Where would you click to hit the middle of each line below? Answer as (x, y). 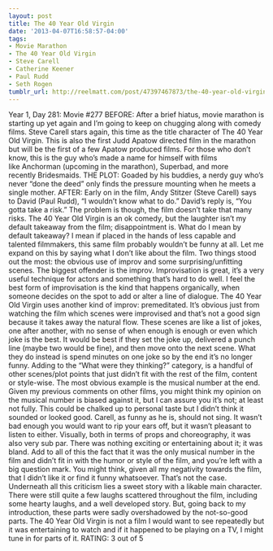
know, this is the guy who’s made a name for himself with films (113, 158)
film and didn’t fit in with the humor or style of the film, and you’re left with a (135, 461)
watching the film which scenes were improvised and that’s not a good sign (134, 313)
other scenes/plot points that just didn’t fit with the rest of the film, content (133, 374)
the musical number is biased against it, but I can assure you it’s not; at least (136, 400)
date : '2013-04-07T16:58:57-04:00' (69, 31)
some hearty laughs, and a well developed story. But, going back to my (127, 504)
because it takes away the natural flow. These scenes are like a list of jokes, (135, 322)
